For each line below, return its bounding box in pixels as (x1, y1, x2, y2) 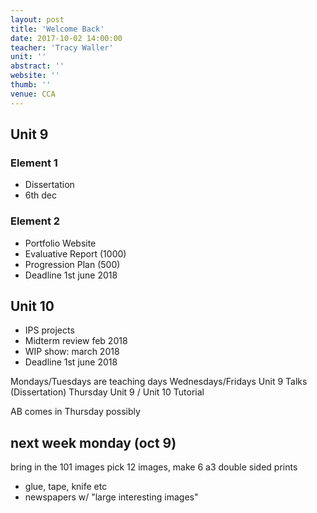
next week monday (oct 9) (10, 434, 177, 451)
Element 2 (10, 214, 61, 228)
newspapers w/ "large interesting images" (24, 491, 199, 503)
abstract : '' (10, 61, 65, 71)
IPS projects (24, 324, 75, 336)
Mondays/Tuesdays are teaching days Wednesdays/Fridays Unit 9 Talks (10, 376, 308, 388)
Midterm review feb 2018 (24, 335, 128, 347)
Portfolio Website (24, 237, 97, 249)
